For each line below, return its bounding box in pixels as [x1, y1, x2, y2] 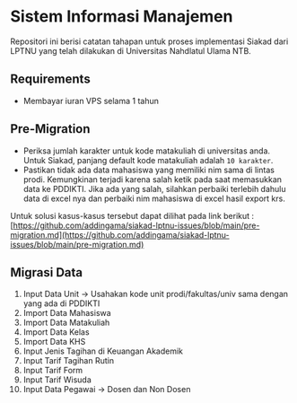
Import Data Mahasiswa [22, 308, 111, 319]
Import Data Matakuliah [22, 317, 110, 329]
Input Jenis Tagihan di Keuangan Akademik [22, 346, 183, 356]
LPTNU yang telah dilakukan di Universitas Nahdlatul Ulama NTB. [10, 45, 252, 56]
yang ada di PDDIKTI [22, 298, 100, 309]
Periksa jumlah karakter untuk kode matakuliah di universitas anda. [22, 145, 271, 156]
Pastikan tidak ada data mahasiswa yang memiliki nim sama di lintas [22, 164, 275, 175]
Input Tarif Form [22, 365, 83, 376]
